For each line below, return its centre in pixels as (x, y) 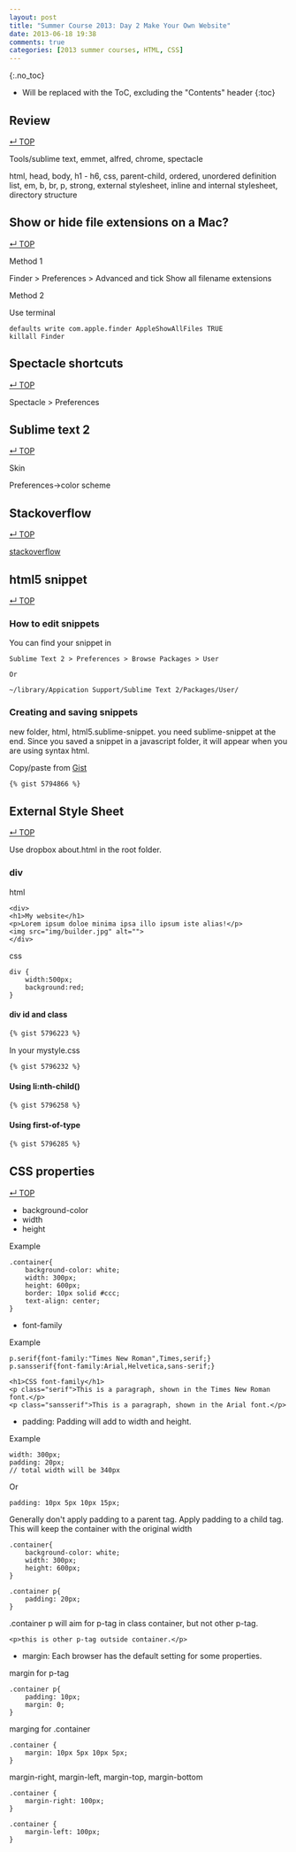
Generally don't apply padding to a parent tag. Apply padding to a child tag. (147, 1519)
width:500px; (49, 980)
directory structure (43, 195)
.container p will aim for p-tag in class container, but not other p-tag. (134, 1623)
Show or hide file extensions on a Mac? (119, 223)
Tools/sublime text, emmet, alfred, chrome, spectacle (106, 158)
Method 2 (27, 295)
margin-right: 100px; (65, 1801)
